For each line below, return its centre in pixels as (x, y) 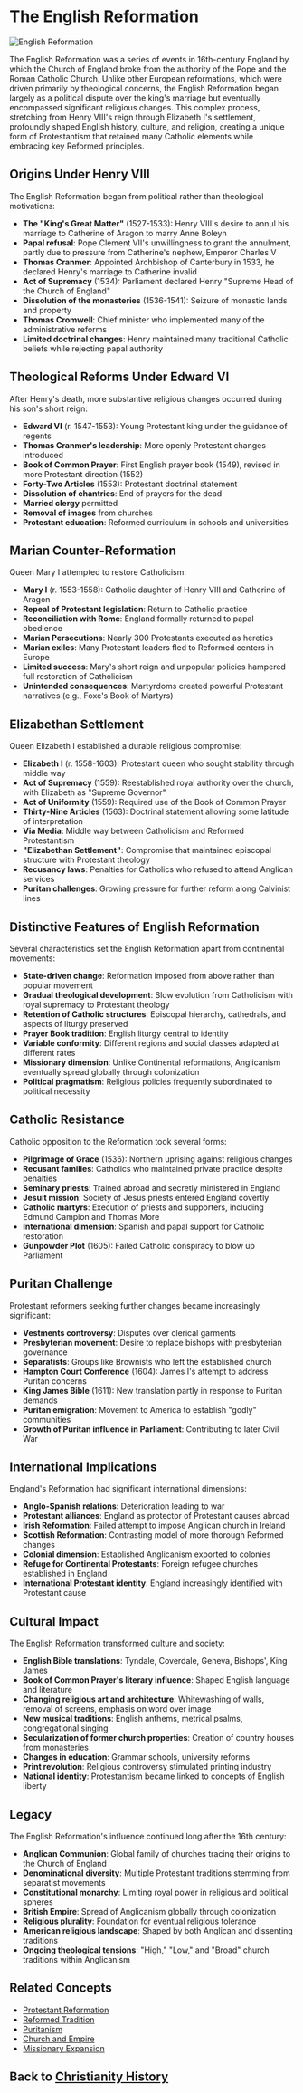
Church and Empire (58, 2039)
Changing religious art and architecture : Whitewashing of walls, (143, 1699)
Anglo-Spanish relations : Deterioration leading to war (123, 1506)
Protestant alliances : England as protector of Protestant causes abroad (156, 1516)
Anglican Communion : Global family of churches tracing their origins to (156, 1854)
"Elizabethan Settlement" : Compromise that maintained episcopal (147, 850)
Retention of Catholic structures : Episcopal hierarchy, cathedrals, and (154, 1014)
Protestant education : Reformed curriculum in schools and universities (156, 522)
